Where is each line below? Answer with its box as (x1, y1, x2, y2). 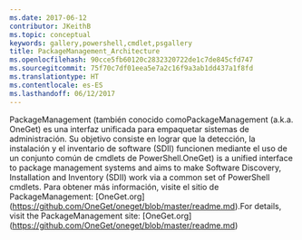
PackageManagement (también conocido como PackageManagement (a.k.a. (9, 114, 294, 125)
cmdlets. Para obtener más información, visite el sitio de (9, 181, 219, 192)
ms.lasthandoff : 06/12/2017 (9, 89, 116, 98)
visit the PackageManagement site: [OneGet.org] (9, 210, 192, 221)
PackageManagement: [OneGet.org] (9, 191, 145, 202)
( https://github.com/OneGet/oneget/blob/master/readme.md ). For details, (9, 200, 282, 211)
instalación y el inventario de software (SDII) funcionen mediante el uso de (9, 142, 287, 154)
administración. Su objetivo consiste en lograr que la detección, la (9, 133, 256, 144)
